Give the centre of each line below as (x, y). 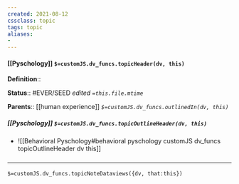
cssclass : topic (31, 21)
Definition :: (24, 79)
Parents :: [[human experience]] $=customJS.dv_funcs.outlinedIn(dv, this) (118, 107)
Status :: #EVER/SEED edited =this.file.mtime (75, 93)
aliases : (20, 34)
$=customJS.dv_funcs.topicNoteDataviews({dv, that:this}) (95, 173)
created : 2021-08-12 (38, 14)
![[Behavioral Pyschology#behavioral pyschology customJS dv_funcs (119, 141)
